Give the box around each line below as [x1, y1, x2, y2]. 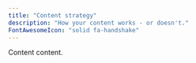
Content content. [8, 48, 63, 57]
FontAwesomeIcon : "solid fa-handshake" [8, 26, 140, 34]
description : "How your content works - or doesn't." [8, 19, 190, 27]
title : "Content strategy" [8, 11, 97, 20]
